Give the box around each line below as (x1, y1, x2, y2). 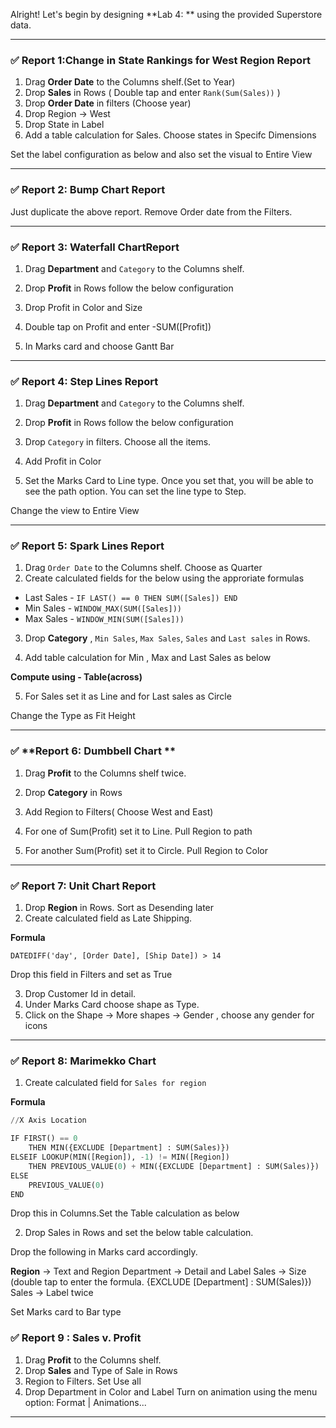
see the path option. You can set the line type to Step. (24, 485, 247, 498)
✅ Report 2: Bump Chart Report (10, 183, 166, 197)
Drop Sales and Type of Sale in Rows (24, 1364, 178, 1376)
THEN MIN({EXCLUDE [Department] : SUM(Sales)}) (28, 1143, 230, 1153)
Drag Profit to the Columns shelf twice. (24, 767, 187, 779)
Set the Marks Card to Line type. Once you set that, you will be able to (24, 475, 314, 487)
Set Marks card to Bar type (10, 1306, 122, 1318)
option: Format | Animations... (24, 1396, 147, 1408)
